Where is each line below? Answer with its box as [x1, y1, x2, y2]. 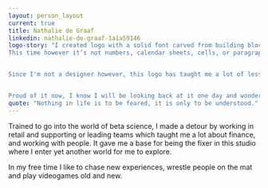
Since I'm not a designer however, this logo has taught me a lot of [8, 70, 245, 78]
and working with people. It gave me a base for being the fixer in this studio [8, 138, 257, 148]
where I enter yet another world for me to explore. [8, 146, 172, 156]
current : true [8, 19, 56, 27]
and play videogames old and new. [8, 170, 123, 180]
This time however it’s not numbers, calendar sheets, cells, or [8, 49, 230, 57]
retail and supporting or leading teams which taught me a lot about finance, [8, 130, 256, 139]
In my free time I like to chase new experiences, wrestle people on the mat [8, 162, 253, 172]
